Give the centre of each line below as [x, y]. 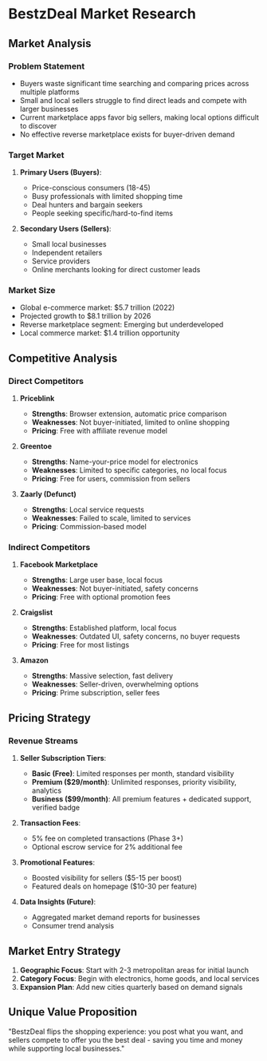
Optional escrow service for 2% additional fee [107, 847]
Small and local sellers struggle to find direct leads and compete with [133, 100]
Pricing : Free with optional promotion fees [101, 597]
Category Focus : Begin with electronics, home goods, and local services [139, 978]
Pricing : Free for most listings [80, 645]
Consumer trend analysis [73, 926]
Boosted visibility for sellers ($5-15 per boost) [107, 878]
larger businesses [49, 109]
